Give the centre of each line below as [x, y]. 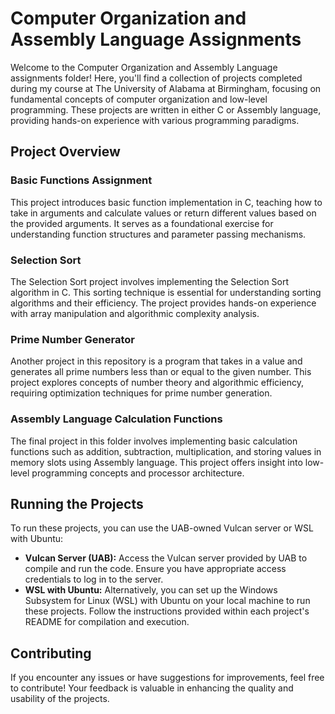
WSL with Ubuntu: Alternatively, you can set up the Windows [151, 590]
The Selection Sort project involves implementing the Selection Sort [150, 281]
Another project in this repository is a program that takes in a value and [156, 361]
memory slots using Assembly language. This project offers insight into [156, 462]
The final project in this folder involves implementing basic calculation [154, 441]
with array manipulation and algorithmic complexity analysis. [135, 313]
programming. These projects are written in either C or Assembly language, [166, 109]
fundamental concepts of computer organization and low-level [139, 99]
